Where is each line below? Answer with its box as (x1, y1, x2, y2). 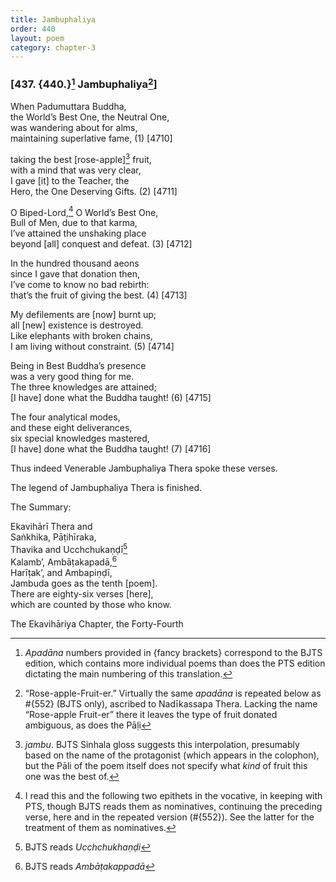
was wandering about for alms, (10, 122, 138, 133)
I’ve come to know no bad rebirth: (10, 279, 150, 291)
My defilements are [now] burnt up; (10, 309, 157, 321)
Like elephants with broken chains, (10, 330, 153, 342)
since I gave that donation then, (10, 268, 141, 280)
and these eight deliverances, (10, 422, 133, 434)
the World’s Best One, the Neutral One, (10, 111, 170, 123)
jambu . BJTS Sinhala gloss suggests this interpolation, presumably (24, 738, 300, 750)
